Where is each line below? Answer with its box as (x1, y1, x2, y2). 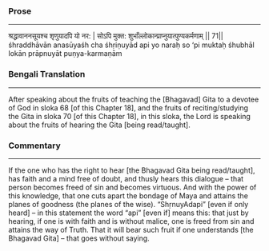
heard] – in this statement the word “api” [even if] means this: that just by (8, 208, 250, 217)
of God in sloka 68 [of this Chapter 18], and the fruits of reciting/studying (8, 102, 249, 113)
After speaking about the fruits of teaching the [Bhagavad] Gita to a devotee (8, 94, 259, 104)
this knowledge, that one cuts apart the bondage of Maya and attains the (8, 190, 248, 201)
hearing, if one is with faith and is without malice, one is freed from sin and (8, 216, 255, 225)
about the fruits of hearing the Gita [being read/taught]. (8, 120, 191, 129)
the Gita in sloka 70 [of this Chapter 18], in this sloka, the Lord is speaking (8, 111, 251, 121)
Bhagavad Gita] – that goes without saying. (8, 233, 150, 243)
